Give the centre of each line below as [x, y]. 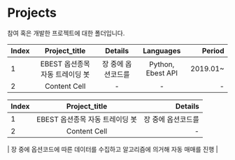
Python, [162, 64]
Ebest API [162, 73]
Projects [32, 13]
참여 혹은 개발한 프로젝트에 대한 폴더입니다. [66, 33]
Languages [162, 50]
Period [213, 50]
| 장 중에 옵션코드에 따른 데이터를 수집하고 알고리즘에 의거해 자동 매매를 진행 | [113, 149]
